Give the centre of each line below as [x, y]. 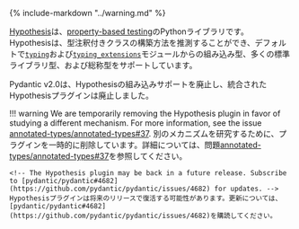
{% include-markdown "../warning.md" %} [88, 13]
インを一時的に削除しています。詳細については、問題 [123, 145]
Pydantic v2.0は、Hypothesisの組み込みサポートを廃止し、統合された [138, 84]
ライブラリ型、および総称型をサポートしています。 [103, 65]
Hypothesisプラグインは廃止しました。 [82, 95]
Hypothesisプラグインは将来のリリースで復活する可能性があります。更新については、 [146, 198]
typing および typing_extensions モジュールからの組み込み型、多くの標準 [158, 54]
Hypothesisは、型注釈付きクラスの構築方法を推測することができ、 [132, 43]
